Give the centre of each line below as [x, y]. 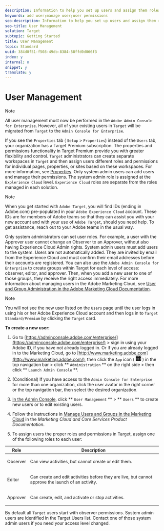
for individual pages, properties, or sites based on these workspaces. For [79, 166]
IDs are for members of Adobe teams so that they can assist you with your [80, 217]
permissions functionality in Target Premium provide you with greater [74, 151]
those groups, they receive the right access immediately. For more [72, 279]
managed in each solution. [32, 187]
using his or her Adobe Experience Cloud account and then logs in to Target [82, 313]
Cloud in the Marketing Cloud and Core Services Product [70, 419]
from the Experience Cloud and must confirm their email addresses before [80, 258]
